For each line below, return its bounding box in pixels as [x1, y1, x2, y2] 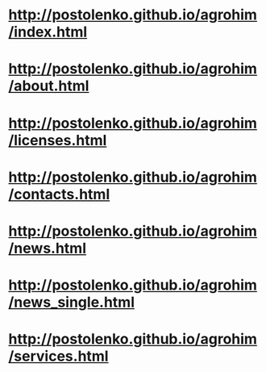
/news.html [8, 239, 87, 257]
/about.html [8, 77, 89, 95]
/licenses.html [8, 131, 107, 149]
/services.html [8, 347, 109, 366]
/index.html [8, 23, 88, 41]
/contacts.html [8, 185, 110, 203]
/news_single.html [8, 293, 135, 311]
